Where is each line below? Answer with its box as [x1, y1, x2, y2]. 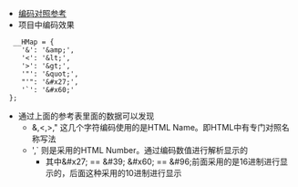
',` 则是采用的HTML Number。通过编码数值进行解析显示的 [31, 145, 249, 155]
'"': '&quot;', [21, 69, 79, 78]
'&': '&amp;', [21, 46, 75, 55]
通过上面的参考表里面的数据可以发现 [17, 110, 155, 121]
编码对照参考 [17, 8, 67, 18]
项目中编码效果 [17, 19, 75, 30]
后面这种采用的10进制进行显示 [69, 168, 182, 178]
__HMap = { [13, 37, 55, 47]
